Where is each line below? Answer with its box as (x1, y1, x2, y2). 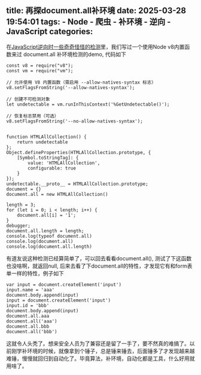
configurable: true (28, 165, 77, 171)
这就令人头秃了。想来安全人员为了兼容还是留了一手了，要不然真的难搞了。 (6, 340, 190, 347)
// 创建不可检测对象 (6, 96, 50, 102)
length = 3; (6, 202, 36, 208)
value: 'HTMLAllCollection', (28, 160, 100, 166)
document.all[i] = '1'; (17, 212, 77, 218)
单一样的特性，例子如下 (6, 269, 64, 276)
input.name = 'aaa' (6, 287, 55, 293)
